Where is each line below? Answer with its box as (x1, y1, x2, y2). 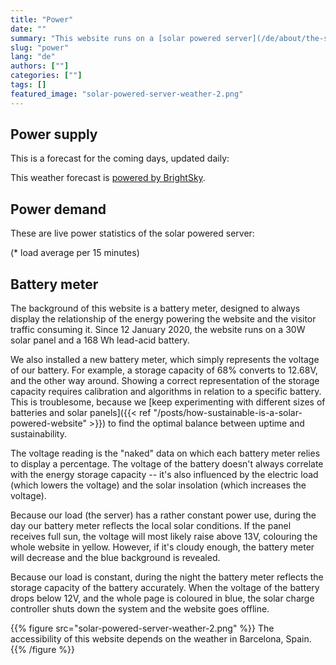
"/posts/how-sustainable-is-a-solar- (153, 407, 303, 419)
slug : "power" (10, 42, 70, 53)
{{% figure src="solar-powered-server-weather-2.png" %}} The (10, 622, 275, 635)
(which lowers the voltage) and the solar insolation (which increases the (10, 479, 307, 491)
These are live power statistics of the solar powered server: (10, 227, 255, 240)
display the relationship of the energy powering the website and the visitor (10, 313, 317, 325)
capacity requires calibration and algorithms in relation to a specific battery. (10, 386, 322, 398)
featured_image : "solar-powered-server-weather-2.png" (10, 89, 244, 99)
